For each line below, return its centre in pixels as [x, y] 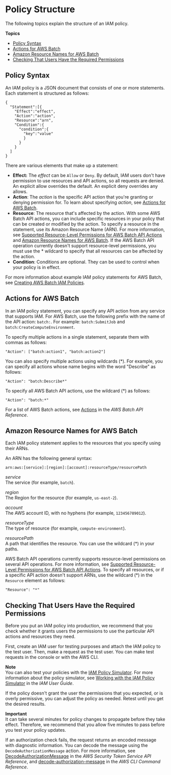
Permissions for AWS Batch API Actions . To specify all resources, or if [91, 570]
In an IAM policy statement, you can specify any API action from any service [85, 311]
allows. [20, 191]
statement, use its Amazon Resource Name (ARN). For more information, [89, 229]
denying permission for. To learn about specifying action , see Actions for [89, 202]
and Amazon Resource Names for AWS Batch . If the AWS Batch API [83, 240]
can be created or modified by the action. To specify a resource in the [86, 224]
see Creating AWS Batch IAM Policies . [45, 282]
